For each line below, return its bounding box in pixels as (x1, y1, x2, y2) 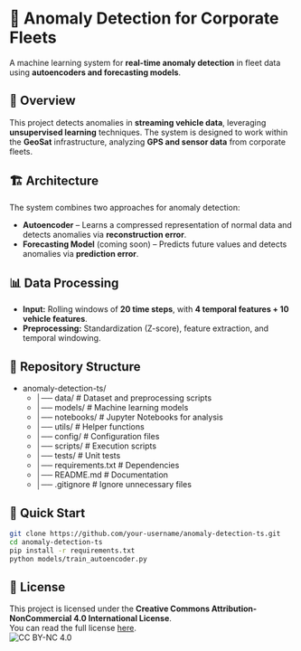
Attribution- (211, 603, 258, 614)
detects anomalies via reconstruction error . (22, 229, 187, 240)
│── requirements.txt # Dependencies (35, 460, 180, 471)
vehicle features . (22, 314, 88, 325)
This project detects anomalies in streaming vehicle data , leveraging (9, 117, 267, 127)
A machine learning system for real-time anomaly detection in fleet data (9, 57, 281, 68)
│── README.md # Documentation (35, 469, 169, 480)
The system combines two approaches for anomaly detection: (9, 202, 241, 212)
